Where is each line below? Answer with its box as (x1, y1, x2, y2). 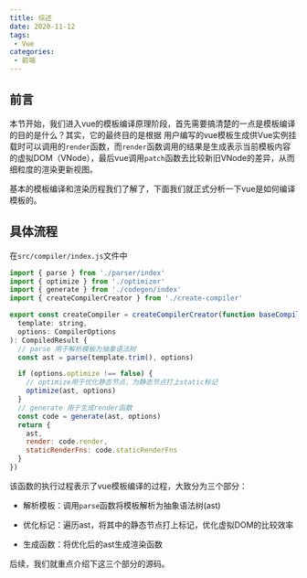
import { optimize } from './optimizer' (9, 276, 166, 286)
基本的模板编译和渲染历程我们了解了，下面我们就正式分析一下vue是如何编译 (9, 183, 296, 194)
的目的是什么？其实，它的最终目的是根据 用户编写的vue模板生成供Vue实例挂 (9, 129, 297, 140)
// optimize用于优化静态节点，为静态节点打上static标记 (26, 378, 218, 387)
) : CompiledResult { (9, 336, 89, 345)
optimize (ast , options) (26, 386, 117, 396)
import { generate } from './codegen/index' (9, 285, 182, 294)
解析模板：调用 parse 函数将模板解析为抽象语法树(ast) (22, 499, 221, 510)
